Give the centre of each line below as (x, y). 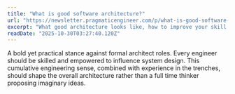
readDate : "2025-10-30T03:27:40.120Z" (64, 33)
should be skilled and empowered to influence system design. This (104, 61)
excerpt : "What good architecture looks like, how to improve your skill (117, 27)
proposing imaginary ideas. (47, 83)
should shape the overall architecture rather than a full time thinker (103, 76)
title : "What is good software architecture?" (76, 14)
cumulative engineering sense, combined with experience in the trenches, (114, 68)
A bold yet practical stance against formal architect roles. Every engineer (112, 53)
